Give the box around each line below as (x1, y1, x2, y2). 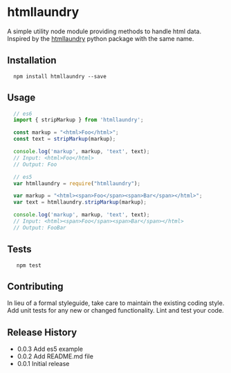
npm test (16, 261, 41, 269)
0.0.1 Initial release (17, 360, 70, 368)
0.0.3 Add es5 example (17, 345, 83, 354)
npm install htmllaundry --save (13, 73, 107, 80)
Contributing (7, 281, 64, 293)
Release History (7, 327, 77, 338)
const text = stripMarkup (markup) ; (13, 136, 116, 143)
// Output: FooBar (13, 224, 67, 231)
